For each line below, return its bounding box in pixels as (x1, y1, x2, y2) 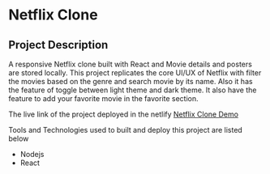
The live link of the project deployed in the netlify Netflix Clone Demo (8, 109, 239, 119)
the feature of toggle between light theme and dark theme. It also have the (8, 85, 257, 95)
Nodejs (19, 150, 45, 159)
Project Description (8, 38, 109, 52)
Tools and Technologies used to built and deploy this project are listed (8, 125, 243, 134)
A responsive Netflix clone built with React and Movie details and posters (8, 59, 253, 69)
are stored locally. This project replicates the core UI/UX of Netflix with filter (8, 68, 262, 78)
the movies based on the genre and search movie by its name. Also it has (8, 77, 253, 86)
